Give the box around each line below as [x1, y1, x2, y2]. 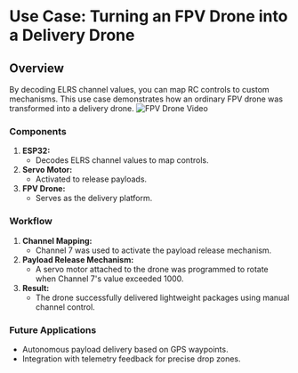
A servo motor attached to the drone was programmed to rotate [35, 264, 269, 274]
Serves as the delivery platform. [35, 193, 153, 204]
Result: [21, 282, 50, 293]
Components [9, 125, 67, 137]
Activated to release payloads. [35, 174, 148, 184]
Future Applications [9, 323, 97, 336]
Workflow [9, 215, 53, 228]
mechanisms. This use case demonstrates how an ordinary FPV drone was [9, 93, 283, 104]
